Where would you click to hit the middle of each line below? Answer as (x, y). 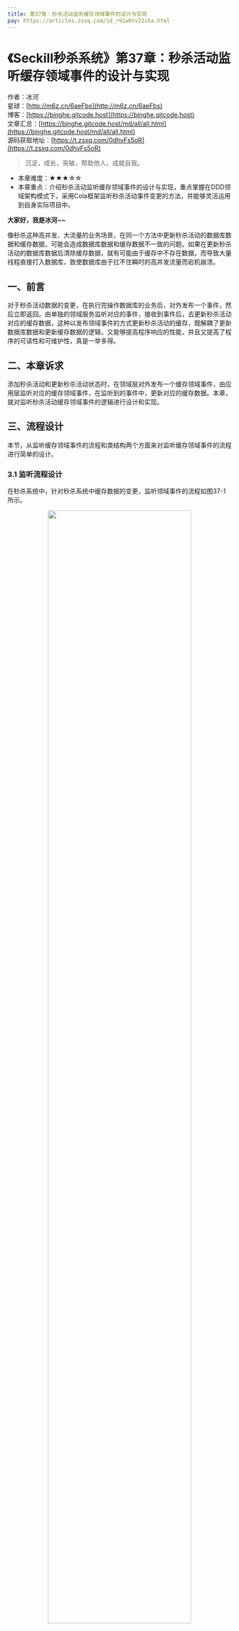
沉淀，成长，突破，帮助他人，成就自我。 (84, 163)
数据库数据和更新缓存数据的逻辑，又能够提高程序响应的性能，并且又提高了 (116, 332)
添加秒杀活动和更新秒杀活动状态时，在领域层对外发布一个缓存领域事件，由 (116, 384)
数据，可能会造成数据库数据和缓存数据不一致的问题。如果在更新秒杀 (132, 244)
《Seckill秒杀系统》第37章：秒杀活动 (113, 58)
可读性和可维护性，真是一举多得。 (69, 341)
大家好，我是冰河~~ (37, 220)
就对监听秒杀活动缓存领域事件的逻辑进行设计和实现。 (85, 402)
